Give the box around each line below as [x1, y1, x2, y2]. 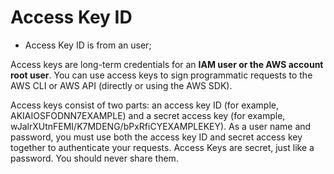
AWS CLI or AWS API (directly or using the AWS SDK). [10, 79, 233, 91]
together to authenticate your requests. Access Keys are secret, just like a [10, 141, 315, 153]
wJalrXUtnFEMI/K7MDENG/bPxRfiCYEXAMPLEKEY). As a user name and [10, 120, 312, 132]
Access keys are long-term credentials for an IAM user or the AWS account [10, 58, 324, 70]
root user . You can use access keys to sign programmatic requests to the [10, 69, 313, 81]
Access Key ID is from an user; [24, 39, 152, 51]
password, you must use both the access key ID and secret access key [10, 131, 303, 143]
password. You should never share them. [10, 152, 179, 164]
